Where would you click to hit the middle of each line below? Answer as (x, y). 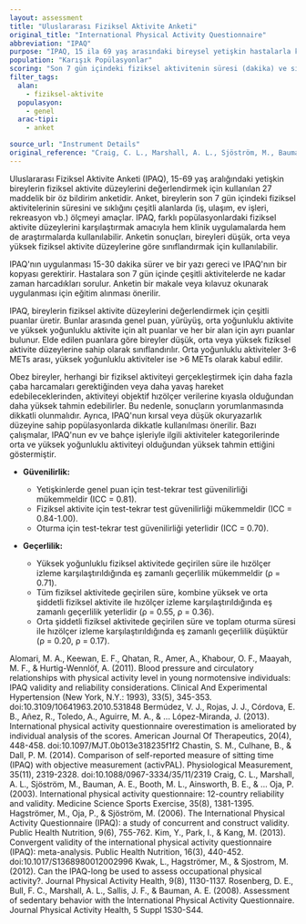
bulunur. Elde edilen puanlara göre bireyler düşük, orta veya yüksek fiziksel (150, 340)
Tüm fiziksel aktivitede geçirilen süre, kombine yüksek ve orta (152, 592)
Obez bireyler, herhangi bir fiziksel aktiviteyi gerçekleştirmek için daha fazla (151, 376)
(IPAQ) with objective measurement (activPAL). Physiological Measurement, (151, 765)
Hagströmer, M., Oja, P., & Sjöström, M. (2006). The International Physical (147, 813)
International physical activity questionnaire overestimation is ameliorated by (153, 726)
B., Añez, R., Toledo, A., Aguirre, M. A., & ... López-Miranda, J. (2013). (140, 716)
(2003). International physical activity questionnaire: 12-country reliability (147, 794)
